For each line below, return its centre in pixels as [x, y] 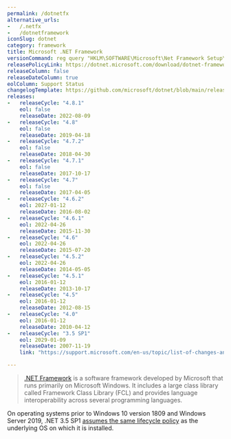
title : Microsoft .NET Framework [55, 52]
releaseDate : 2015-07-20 [55, 250]
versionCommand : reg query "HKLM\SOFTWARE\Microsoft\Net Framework [106, 58]
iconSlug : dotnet [32, 39]
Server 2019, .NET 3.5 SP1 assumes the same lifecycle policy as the [103, 421]
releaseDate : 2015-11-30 [55, 231]
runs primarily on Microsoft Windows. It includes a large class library [121, 385]
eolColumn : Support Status [46, 84]
